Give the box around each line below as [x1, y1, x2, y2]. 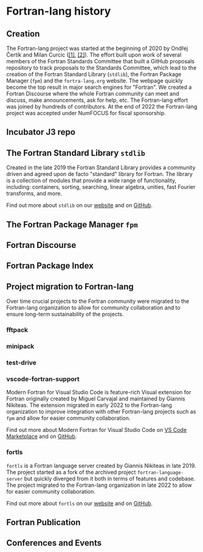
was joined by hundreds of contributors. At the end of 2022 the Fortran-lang [6, 103, 198, 110]
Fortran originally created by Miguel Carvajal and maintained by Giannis [6, 395, 185, 403]
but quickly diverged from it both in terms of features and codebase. [24, 475, 196, 482]
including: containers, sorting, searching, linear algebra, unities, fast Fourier [6, 183, 196, 191]
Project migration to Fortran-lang [6, 281, 134, 292]
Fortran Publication [6, 517, 81, 528]
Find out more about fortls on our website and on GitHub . [6, 500, 153, 507]
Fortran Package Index [6, 261, 94, 271]
